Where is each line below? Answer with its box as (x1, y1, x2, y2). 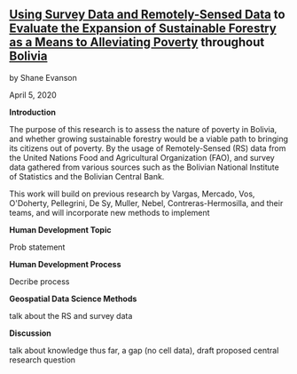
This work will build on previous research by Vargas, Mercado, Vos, (9, 188, 255, 199)
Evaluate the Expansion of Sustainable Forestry (9, 21, 277, 36)
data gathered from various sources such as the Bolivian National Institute (9, 162, 279, 172)
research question (9, 354, 76, 365)
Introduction (9, 107, 56, 117)
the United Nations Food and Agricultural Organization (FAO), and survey (9, 152, 275, 163)
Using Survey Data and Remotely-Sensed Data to (9, 7, 285, 22)
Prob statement (9, 242, 66, 252)
